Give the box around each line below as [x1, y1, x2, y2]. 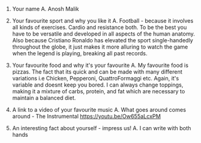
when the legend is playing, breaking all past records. [12, 50, 148, 57]
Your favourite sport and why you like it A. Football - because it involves [12, 17, 194, 24]
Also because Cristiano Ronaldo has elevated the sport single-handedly [12, 37, 194, 44]
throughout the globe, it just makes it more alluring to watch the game [12, 43, 188, 50]
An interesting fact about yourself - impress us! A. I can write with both [12, 125, 191, 131]
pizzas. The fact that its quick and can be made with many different [12, 68, 183, 75]
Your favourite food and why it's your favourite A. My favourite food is [12, 61, 189, 69]
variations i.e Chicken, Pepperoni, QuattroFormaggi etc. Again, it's [12, 75, 180, 82]
